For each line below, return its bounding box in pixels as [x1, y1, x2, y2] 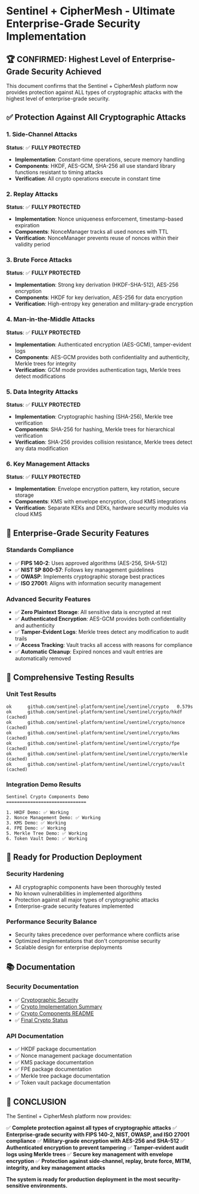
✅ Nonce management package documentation [14, 1052, 132, 1059]
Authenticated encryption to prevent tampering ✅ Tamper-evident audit [6, 1144, 189, 1151]
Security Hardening [6, 870, 64, 878]
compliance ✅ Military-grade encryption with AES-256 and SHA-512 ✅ [6, 1137, 185, 1144]
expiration [14, 221, 40, 228]
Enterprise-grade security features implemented [14, 902, 134, 909]
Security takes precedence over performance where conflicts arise [14, 931, 180, 938]
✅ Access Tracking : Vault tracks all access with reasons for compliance [14, 642, 192, 649]
